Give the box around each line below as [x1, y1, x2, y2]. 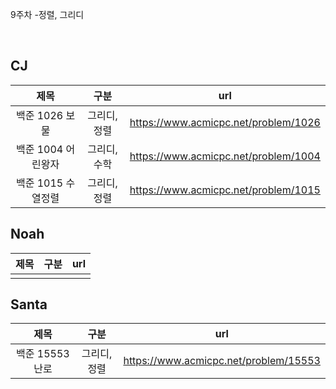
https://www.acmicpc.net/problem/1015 [129, 183, 321, 197]
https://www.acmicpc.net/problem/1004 [129, 149, 321, 163]
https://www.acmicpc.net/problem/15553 [123, 354, 321, 368]
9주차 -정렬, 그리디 [10, 9, 85, 20]
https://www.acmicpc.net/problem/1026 [129, 115, 321, 129]
